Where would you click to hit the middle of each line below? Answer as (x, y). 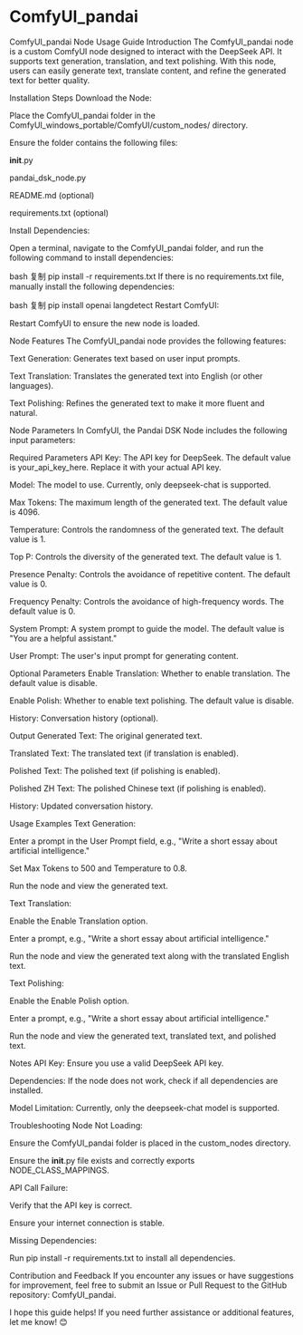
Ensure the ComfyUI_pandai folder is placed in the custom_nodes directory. (150, 1143)
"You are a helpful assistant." (63, 638)
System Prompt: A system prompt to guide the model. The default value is (147, 628)
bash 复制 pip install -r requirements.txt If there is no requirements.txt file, (147, 276)
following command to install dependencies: (92, 257)
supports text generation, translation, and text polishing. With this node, (143, 61)
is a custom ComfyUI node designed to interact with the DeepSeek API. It (146, 51)
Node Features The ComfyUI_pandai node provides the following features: (148, 341)
